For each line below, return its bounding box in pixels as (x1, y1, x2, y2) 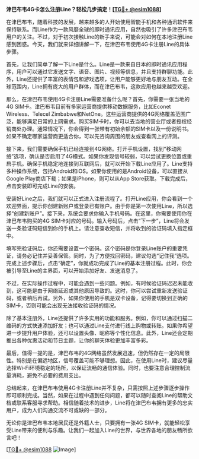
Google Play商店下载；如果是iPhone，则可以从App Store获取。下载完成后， (6, 175, 191, 182)
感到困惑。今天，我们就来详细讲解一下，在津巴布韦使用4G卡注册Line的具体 (6, 41, 190, 48)
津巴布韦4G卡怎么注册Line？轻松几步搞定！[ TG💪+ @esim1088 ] (6, 6, 162, 12)
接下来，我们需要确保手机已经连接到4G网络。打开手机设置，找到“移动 (6, 145, 176, 152)
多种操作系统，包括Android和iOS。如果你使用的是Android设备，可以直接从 (6, 167, 188, 175)
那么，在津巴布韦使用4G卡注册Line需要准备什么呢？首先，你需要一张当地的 (6, 96, 190, 103)
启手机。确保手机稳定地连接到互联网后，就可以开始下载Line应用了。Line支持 (6, 160, 193, 167)
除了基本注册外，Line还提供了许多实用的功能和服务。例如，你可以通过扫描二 (6, 315, 193, 321)
